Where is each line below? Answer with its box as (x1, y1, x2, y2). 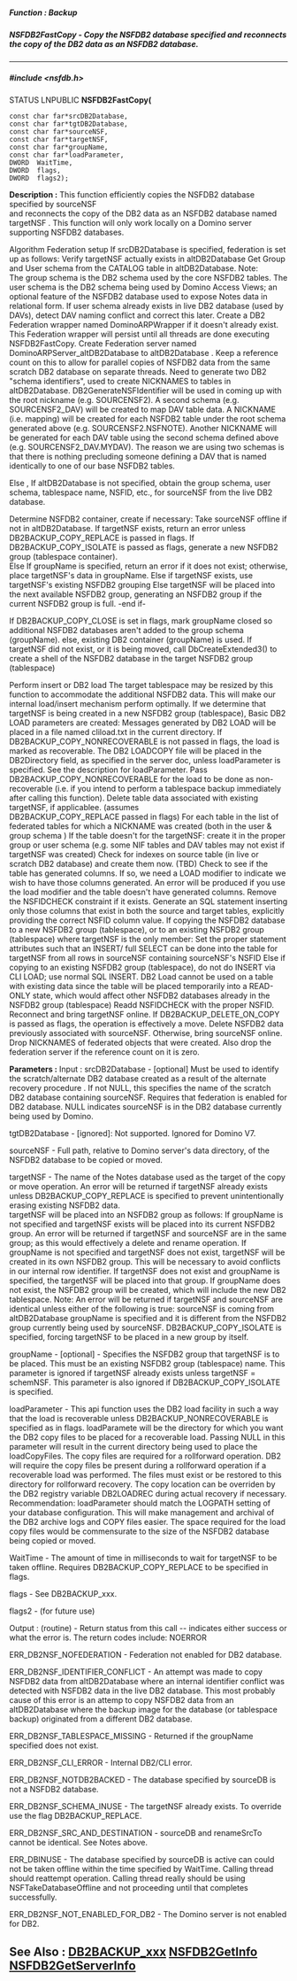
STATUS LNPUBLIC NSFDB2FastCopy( (9, 95, 152, 105)
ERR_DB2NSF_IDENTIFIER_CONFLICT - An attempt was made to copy (9, 1667, 263, 1677)
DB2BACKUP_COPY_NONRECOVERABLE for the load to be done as (9, 774, 255, 785)
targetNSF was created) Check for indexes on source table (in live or (9, 849, 259, 860)
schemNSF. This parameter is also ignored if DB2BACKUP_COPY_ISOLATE (9, 1377, 281, 1388)
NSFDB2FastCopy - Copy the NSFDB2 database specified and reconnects (9, 29, 287, 40)
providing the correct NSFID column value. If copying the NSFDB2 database (9, 915, 286, 925)
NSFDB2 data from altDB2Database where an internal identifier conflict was (9, 1676, 286, 1687)
